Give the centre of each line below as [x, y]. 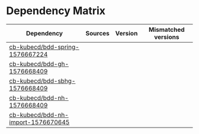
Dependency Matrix [56, 11]
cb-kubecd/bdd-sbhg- [42, 81]
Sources [97, 33]
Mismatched [167, 30]
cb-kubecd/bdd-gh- [39, 64]
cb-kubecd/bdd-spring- [44, 47]
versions [166, 37]
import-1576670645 [39, 122]
